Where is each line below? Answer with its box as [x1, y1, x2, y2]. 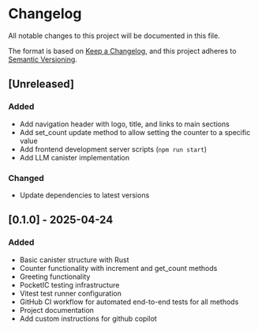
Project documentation [19, 305, 95, 314]
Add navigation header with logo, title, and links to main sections [19, 119, 230, 129]
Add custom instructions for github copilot [19, 314, 158, 323]
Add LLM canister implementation [19, 152, 130, 162]
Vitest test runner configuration [19, 288, 122, 298]
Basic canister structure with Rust [19, 254, 129, 265]
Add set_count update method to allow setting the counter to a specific [19, 127, 251, 137]
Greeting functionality [19, 272, 91, 281]
